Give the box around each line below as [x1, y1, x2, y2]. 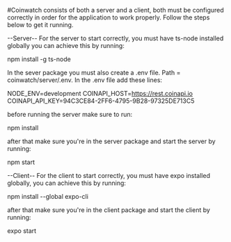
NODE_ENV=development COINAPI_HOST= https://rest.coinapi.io [7, 90, 193, 97]
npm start [7, 158, 35, 166]
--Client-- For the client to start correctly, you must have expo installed [7, 172, 211, 179]
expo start [7, 227, 37, 235]
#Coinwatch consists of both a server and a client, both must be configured [7, 6, 224, 14]
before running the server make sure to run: [7, 111, 133, 118]
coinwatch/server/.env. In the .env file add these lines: [7, 76, 162, 84]
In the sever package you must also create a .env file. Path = [7, 69, 181, 76]
